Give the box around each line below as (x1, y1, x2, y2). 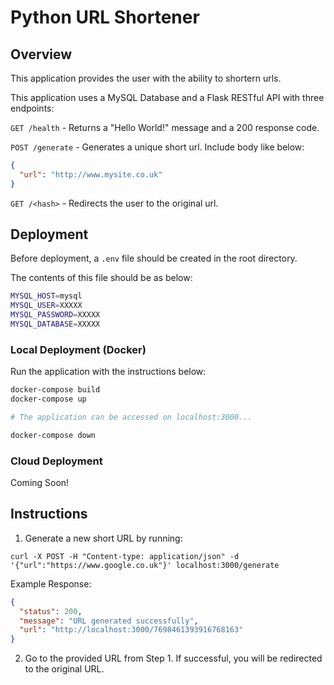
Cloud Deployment (10, 454, 103, 468)
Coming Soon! (10, 477, 70, 489)
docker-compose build (10, 385, 101, 395)
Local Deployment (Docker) (10, 342, 147, 356)
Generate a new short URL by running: (24, 532, 183, 544)
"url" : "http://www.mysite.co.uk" (19, 169, 163, 180)
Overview (10, 46, 73, 63)
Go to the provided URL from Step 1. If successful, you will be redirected (24, 652, 323, 665)
